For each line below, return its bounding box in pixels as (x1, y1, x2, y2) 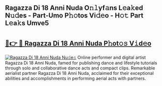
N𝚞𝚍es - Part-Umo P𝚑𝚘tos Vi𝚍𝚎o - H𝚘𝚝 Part (5, 12, 144, 20)
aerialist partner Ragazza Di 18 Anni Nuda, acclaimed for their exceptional (5, 70, 154, 76)
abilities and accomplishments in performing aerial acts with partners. (5, 75, 146, 81)
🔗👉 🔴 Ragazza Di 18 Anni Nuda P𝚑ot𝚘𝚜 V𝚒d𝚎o (5, 39, 152, 48)
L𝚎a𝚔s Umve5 (5, 19, 49, 27)
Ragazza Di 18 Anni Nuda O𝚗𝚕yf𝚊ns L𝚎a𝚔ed (5, 4, 143, 12)
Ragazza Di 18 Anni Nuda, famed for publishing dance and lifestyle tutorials (5, 60, 158, 66)
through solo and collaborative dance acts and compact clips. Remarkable (5, 65, 156, 71)
